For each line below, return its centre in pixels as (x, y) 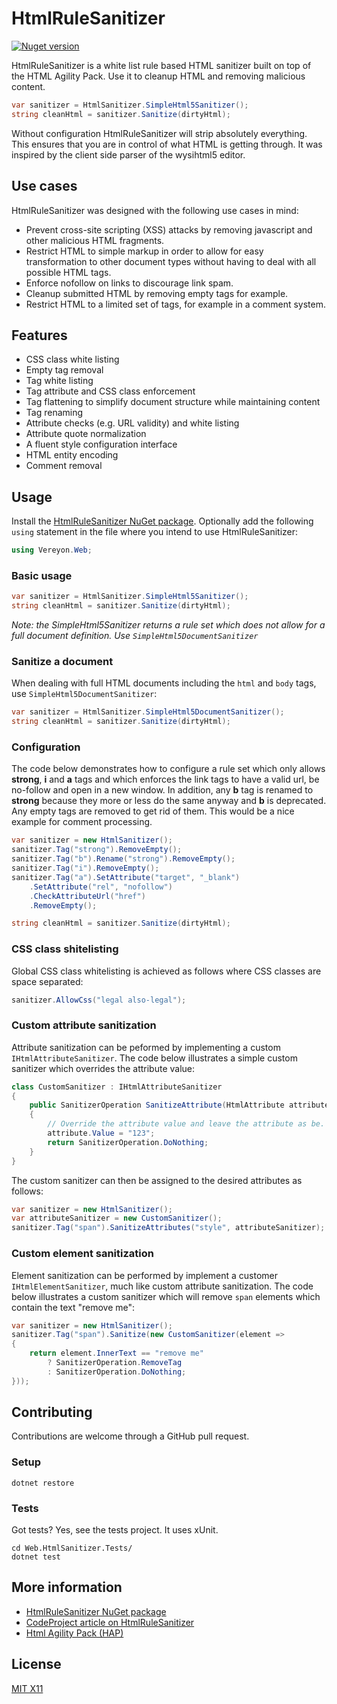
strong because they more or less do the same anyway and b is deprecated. (169, 801)
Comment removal (64, 466)
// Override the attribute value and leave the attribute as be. (186, 1124)
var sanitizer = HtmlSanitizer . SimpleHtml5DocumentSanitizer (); (148, 712)
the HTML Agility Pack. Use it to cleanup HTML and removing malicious (158, 76)
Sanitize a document (62, 661)
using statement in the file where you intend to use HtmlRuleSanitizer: (155, 532)
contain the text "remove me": (73, 1307)
